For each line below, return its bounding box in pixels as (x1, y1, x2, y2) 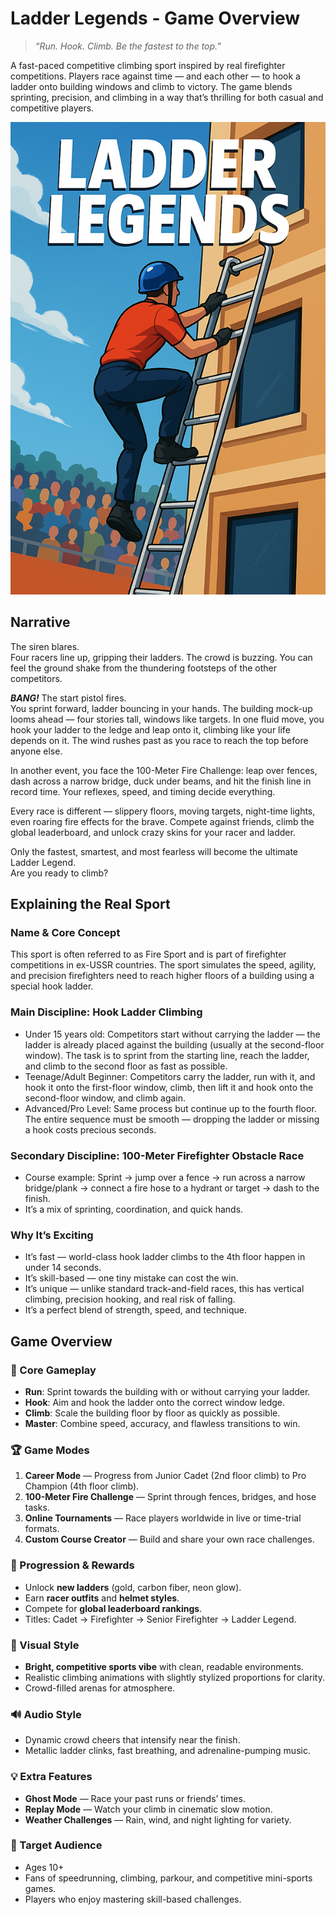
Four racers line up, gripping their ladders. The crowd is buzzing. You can (10, 651, 313, 663)
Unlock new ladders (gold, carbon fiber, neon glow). (24, 1581, 242, 1593)
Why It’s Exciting (10, 1228, 94, 1242)
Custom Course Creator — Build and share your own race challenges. (24, 1533, 315, 1546)
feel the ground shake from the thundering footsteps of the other (10, 662, 278, 674)
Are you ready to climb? (10, 867, 109, 879)
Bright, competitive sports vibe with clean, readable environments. (24, 1660, 304, 1672)
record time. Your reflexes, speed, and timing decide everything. (10, 785, 276, 797)
